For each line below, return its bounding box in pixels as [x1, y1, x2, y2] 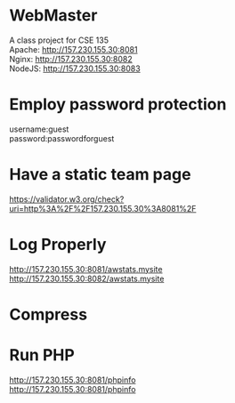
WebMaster [9, 5, 98, 26]
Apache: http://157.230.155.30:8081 [9, 44, 138, 54]
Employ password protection [9, 94, 227, 115]
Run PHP [9, 345, 76, 366]
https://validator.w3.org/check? [9, 193, 125, 205]
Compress [9, 304, 87, 325]
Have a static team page [9, 165, 191, 185]
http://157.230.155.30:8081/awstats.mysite [9, 263, 163, 274]
